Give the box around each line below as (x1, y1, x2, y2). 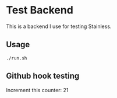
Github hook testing (6, 71, 80, 81)
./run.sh (6, 55, 27, 61)
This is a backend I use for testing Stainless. (6, 23, 112, 30)
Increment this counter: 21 (6, 86, 69, 93)
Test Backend (6, 3, 74, 17)
